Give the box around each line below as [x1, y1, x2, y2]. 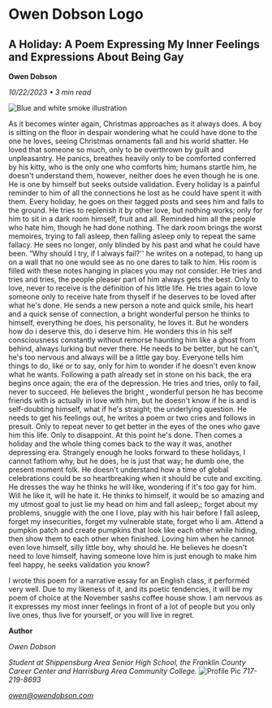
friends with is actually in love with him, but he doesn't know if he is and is [8, 396, 257, 405]
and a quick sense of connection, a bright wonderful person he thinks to [8, 309, 250, 318]
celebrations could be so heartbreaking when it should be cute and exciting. [8, 474, 263, 483]
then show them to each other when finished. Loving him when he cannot [8, 534, 255, 544]
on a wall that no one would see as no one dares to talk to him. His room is [8, 257, 257, 267]
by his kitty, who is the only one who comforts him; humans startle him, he [8, 162, 257, 172]
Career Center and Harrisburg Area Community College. [8, 666, 197, 675]
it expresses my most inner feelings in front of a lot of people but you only [8, 601, 256, 611]
